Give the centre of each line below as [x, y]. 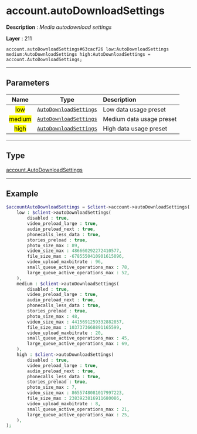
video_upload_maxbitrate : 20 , [65, 333]
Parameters [28, 83]
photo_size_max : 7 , [52, 388]
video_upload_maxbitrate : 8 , [64, 403]
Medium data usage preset [140, 119]
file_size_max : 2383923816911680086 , [74, 398]
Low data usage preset [134, 109]
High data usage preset [135, 129]
